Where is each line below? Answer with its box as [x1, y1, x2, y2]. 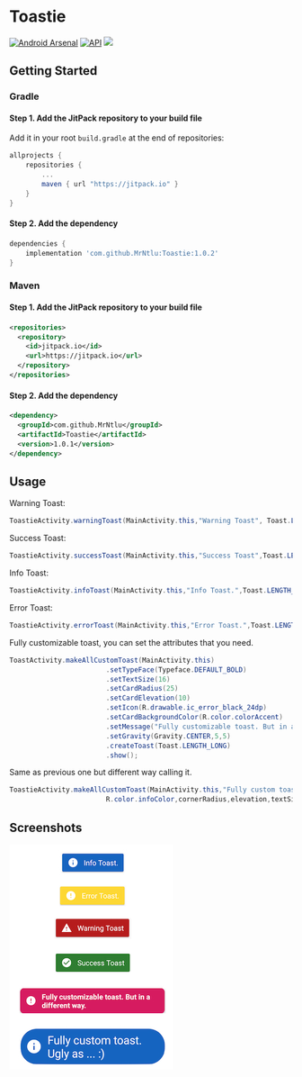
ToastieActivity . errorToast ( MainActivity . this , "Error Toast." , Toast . [9, 620, 276, 629]
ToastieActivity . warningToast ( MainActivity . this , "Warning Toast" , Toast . [9, 516, 292, 526]
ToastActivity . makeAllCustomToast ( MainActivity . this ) [9, 656, 216, 665]
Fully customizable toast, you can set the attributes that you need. [9, 637, 253, 647]
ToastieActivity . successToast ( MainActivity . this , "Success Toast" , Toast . [9, 551, 288, 560]
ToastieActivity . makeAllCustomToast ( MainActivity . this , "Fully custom [9, 785, 276, 794]
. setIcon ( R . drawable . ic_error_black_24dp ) [105, 703, 268, 712]
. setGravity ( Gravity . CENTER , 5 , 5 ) [105, 731, 231, 740]
